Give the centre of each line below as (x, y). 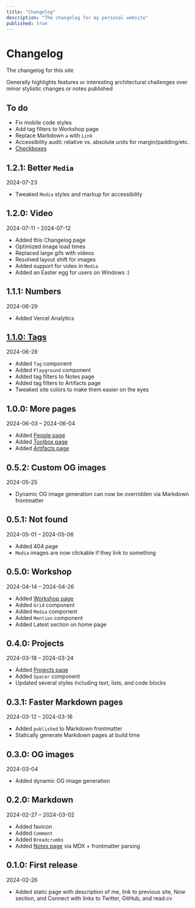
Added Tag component (43, 364)
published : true (27, 23)
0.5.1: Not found (37, 520)
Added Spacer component (48, 676)
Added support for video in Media (57, 265)
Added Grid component (45, 605)
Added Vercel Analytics (44, 318)
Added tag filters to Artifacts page (58, 383)
